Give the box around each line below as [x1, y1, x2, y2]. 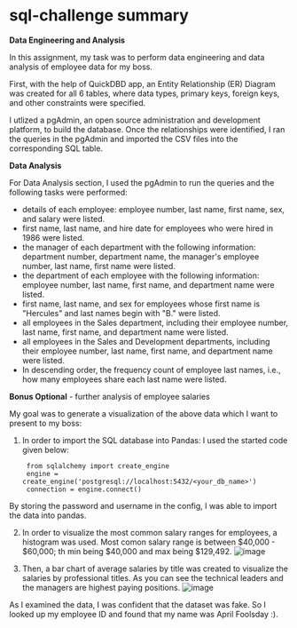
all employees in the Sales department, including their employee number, [21, 317, 289, 328]
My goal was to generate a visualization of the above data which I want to [9, 408, 278, 418]
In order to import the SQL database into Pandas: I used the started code [21, 434, 288, 445]
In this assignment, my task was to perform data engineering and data [9, 52, 265, 62]
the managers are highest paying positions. [21, 582, 181, 592]
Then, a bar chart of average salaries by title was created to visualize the [21, 563, 288, 574]
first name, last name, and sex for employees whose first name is [21, 298, 260, 309]
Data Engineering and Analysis [9, 35, 126, 45]
